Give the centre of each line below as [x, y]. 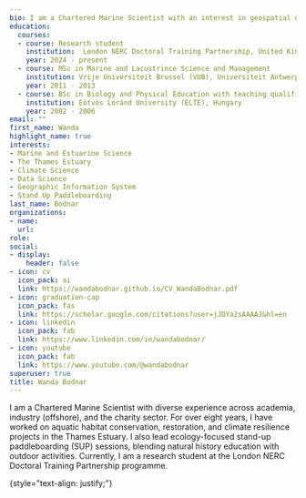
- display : [30, 255]
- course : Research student [71, 43]
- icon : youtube [40, 348]
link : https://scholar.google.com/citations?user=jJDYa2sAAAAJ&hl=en [152, 314]
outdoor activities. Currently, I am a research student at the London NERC [147, 456]
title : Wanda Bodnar [49, 382]
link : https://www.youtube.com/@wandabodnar [103, 365]
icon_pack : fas [46, 306]
